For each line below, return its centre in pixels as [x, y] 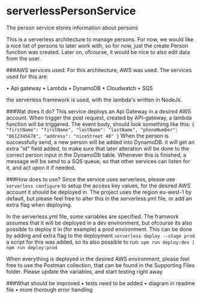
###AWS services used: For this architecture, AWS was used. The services [99, 70]
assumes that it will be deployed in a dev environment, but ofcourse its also [99, 223]
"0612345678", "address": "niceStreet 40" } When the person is [88, 136]
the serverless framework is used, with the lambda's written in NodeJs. [94, 100]
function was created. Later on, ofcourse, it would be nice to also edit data [98, 52]
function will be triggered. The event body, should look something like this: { [100, 124]
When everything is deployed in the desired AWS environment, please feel [98, 259]
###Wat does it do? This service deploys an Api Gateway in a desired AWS [99, 111]
